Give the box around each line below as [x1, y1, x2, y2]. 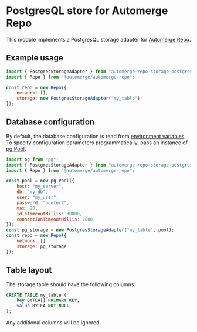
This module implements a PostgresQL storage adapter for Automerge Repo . [6, 36, 191, 43]
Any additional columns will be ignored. [6, 319, 101, 326]
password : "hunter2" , [16, 199, 69, 206]
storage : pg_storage [16, 243, 67, 249]
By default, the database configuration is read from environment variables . [6, 133, 186, 140]
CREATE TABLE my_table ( [6, 292, 67, 298]
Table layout [6, 265, 52, 275]
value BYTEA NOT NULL [16, 303, 69, 309]
